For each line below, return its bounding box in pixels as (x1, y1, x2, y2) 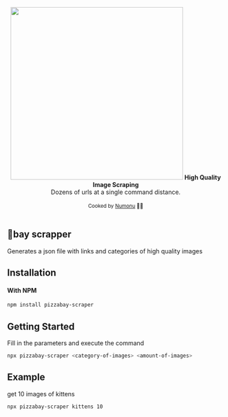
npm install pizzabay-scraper (7, 302, 94, 309)
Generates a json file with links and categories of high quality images (7, 246, 203, 255)
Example (7, 371, 45, 383)
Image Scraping (92, 181, 139, 188)
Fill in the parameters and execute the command (7, 339, 145, 347)
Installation (7, 267, 56, 279)
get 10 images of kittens (7, 389, 75, 398)
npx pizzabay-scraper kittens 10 (7, 403, 103, 410)
